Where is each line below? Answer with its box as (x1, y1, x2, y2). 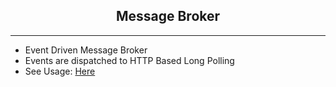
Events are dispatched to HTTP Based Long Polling (24, 54, 235, 66)
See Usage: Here (24, 65, 96, 77)
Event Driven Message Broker (24, 44, 148, 56)
